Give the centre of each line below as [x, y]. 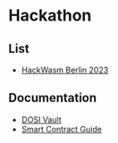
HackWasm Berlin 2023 [65, 70]
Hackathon [50, 16]
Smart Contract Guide [61, 129]
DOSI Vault [41, 119]
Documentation [53, 98]
